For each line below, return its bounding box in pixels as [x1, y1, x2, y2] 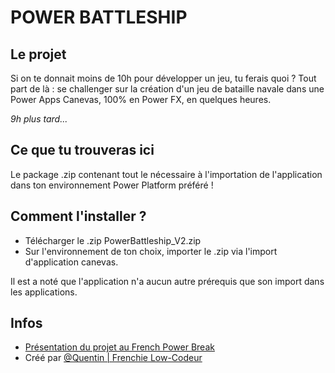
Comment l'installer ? [10, 208, 147, 225]
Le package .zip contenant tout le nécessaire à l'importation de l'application [10, 168, 323, 180]
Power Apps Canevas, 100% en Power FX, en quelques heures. [10, 94, 272, 105]
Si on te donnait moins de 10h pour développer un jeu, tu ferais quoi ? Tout [10, 72, 317, 84]
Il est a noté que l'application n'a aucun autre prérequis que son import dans [10, 275, 325, 287]
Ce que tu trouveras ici [10, 142, 155, 159]
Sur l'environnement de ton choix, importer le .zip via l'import [24, 245, 278, 257]
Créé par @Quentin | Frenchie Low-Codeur [24, 352, 203, 364]
